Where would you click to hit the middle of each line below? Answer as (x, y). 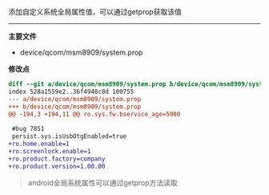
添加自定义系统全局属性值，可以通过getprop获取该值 (95, 12)
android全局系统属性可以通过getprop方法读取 (102, 182)
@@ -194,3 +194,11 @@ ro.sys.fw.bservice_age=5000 (94, 114)
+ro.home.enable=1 (39, 144)
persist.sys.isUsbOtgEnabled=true (69, 136)
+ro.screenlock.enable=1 (50, 151)
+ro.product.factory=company (57, 159)
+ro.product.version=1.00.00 (57, 166)
